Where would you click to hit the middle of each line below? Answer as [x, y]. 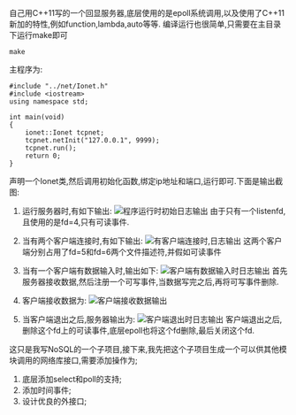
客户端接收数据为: [54, 300]
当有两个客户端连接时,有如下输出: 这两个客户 [152, 241]
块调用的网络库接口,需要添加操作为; [74, 360]
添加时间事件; [47, 390]
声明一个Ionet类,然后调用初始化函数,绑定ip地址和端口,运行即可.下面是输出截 [146, 181]
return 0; [43, 156]
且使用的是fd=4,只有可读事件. [76, 222]
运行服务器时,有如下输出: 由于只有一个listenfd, [154, 211]
